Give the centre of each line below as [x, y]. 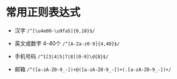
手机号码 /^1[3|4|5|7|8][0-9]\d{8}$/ [61, 56]
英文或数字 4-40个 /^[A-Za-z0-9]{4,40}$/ [67, 43]
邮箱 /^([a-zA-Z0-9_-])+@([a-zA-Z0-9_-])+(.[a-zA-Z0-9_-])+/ [93, 69]
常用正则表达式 [43, 12]
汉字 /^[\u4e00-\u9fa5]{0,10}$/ [55, 30]
